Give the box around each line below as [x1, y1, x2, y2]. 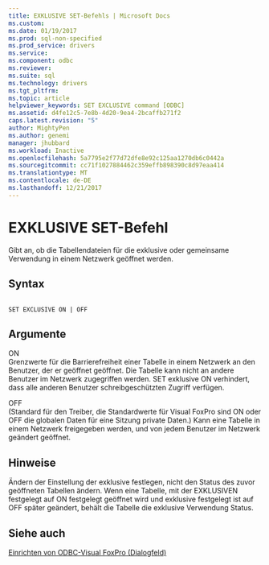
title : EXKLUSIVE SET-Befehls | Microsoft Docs [8, 11, 171, 20]
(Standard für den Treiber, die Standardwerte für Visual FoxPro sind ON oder [8, 407, 262, 417]
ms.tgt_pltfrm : [8, 86, 59, 95]
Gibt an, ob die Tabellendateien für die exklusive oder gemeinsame [8, 245, 230, 254]
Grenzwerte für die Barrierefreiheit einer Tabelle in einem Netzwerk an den [8, 357, 255, 367]
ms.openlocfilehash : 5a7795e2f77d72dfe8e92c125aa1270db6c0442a [8, 154, 225, 162]
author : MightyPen [8, 124, 70, 132]
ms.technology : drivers [8, 79, 88, 87]
